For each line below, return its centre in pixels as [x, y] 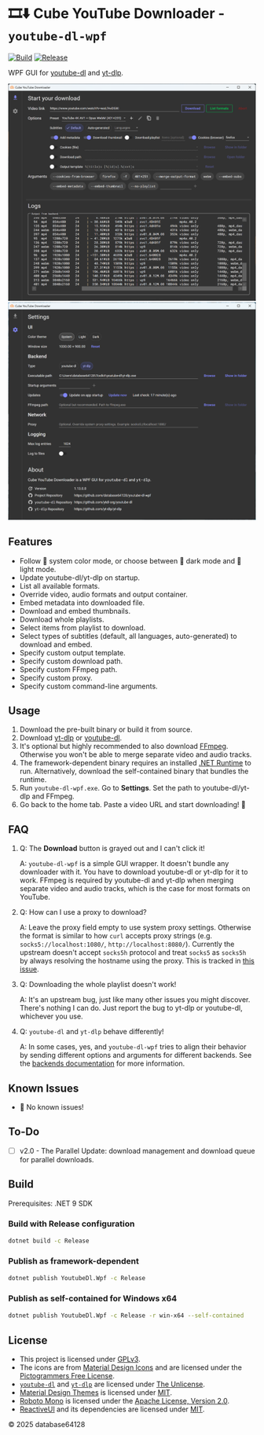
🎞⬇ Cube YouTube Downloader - [117, 14]
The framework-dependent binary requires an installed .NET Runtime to [135, 763]
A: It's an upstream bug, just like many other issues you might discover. [135, 1000]
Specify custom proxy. [56, 677]
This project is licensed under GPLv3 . [80, 1360]
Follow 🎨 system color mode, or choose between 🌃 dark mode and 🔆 [130, 560]
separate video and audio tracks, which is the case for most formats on [135, 889]
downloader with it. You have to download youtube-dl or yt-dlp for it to [134, 872]
